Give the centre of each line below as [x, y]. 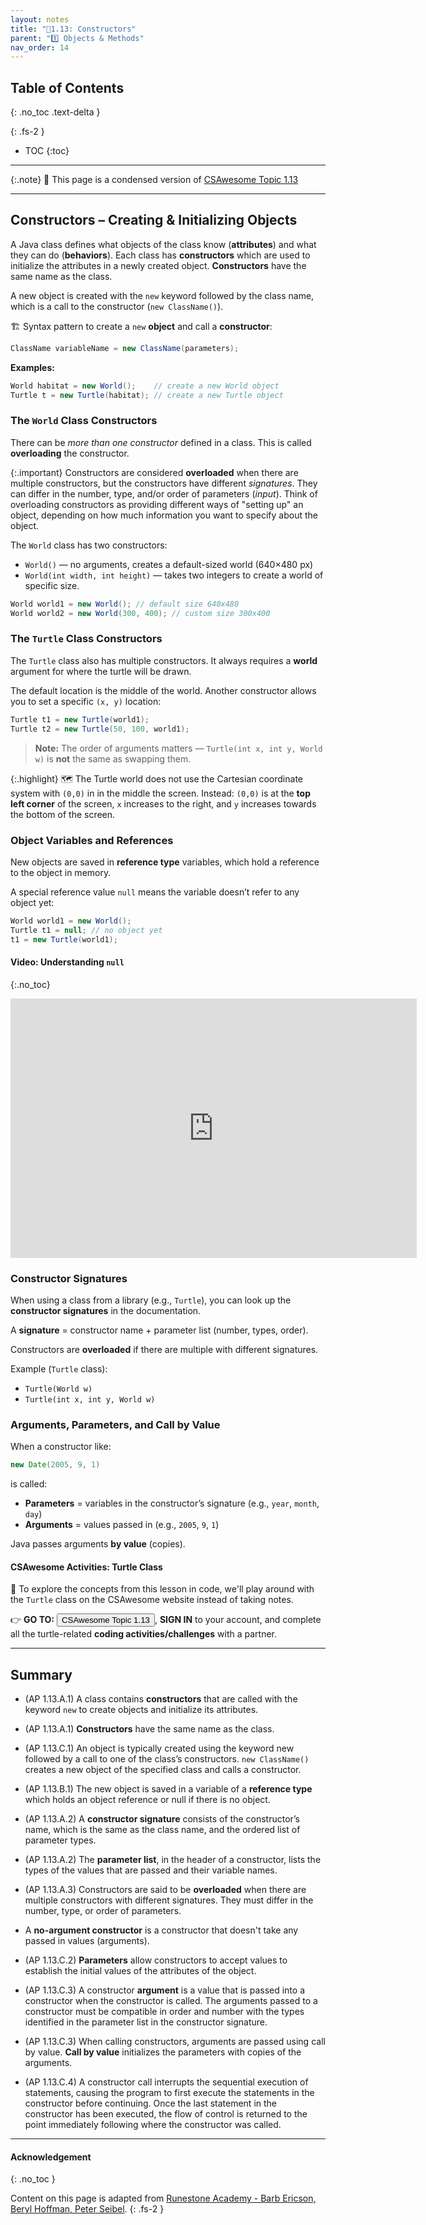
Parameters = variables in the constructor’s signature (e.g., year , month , [172, 1503]
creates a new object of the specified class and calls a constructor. [163, 1770]
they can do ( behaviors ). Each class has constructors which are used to [160, 255]
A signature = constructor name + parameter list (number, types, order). [159, 1330]
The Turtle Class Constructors [86, 639]
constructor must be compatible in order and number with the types [164, 2012]
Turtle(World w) [58, 1389]
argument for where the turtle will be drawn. [101, 671]
